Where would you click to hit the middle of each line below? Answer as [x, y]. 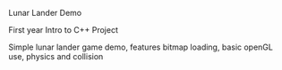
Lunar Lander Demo [45, 13]
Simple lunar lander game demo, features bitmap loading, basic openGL [141, 47]
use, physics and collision [56, 56]
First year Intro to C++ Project [63, 30]
